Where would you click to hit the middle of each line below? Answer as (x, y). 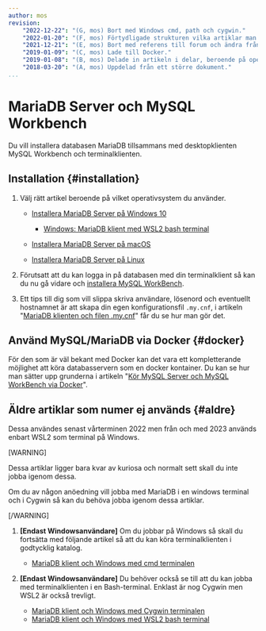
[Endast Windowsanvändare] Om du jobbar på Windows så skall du (131, 531)
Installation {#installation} (74, 179)
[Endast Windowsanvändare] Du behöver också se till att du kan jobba (136, 579)
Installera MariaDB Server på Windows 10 (99, 213)
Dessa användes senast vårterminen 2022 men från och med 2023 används (133, 429)
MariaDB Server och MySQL (102, 106)
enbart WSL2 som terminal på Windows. (74, 437)
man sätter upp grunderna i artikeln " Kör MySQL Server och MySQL (119, 376)
